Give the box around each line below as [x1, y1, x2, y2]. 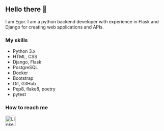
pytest [12, 91, 26, 97]
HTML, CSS [12, 54, 37, 60]
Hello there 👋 [5, 5, 47, 14]
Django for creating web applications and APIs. [5, 24, 104, 30]
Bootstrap [12, 75, 34, 81]
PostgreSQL [12, 64, 38, 71]
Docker [12, 70, 29, 76]
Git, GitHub [12, 81, 36, 87]
